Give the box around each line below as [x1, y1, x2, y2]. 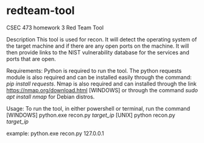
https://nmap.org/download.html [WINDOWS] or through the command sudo [6, 86, 198, 94]
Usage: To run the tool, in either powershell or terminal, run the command [6, 105, 191, 112]
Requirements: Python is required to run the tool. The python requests [6, 67, 182, 74]
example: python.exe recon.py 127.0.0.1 [6, 130, 105, 137]
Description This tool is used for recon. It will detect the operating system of [6, 35, 197, 43]
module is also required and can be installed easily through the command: [6, 73, 192, 81]
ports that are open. [6, 55, 56, 62]
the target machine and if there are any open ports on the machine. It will [6, 42, 189, 50]
